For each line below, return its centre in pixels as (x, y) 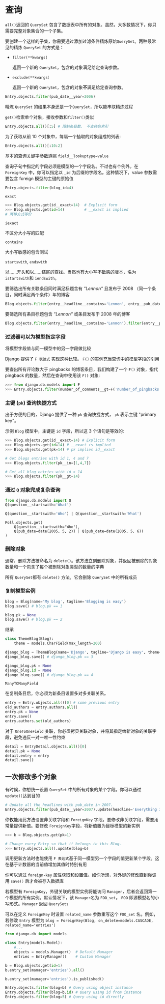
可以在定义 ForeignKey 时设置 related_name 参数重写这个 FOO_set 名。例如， (82, 914)
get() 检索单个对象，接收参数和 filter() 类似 (50, 117)
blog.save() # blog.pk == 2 (34, 620)
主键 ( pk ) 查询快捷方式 (31, 402)
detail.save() (20, 760)
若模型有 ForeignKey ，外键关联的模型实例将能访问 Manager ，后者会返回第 (79, 891)
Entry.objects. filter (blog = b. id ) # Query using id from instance (73, 992)
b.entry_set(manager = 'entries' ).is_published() (55, 979)
